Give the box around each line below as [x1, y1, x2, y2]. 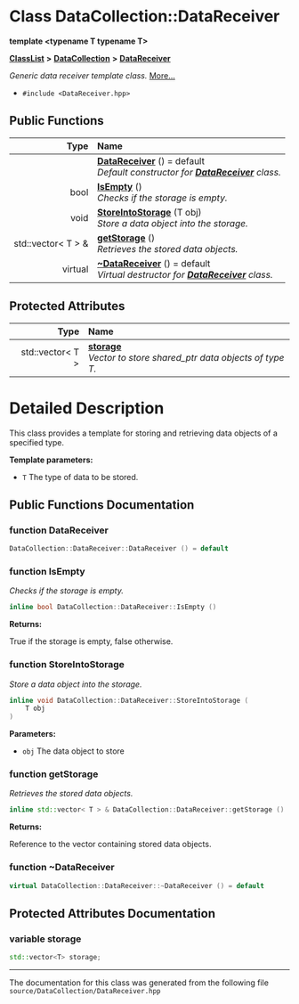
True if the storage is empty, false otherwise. [9, 636, 174, 647]
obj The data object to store [21, 746, 125, 756]
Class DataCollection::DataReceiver [9, 6, 280, 27]
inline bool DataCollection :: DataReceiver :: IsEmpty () [9, 603, 217, 612]
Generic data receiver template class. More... [9, 69, 176, 81]
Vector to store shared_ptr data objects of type [87, 351, 285, 363]
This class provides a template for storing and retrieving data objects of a [9, 428, 278, 438]
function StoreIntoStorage [9, 658, 125, 671]
